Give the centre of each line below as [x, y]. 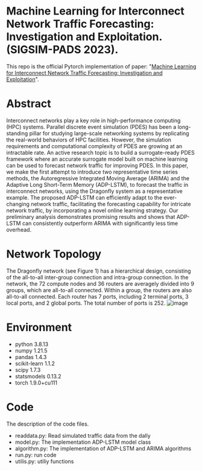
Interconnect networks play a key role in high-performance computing [93, 120]
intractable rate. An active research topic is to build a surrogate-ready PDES [100, 152]
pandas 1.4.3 [31, 357]
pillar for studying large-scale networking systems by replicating [109, 133]
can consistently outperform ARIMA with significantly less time [100, 223]
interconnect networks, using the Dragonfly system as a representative [94, 191]
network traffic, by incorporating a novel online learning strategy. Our [92, 210]
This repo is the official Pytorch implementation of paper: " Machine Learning [101, 66]
